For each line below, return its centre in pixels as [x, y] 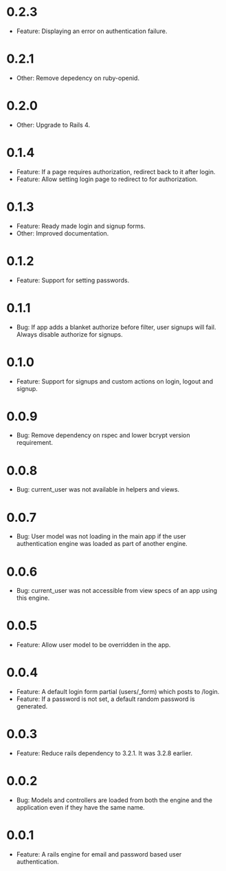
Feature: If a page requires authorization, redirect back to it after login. [116, 171]
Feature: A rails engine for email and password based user [99, 854]
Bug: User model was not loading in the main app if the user [101, 536]
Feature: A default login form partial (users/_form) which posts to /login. [118, 692]
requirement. [34, 443]
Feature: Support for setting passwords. [73, 280]
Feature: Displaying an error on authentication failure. [92, 31]
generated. [32, 706]
